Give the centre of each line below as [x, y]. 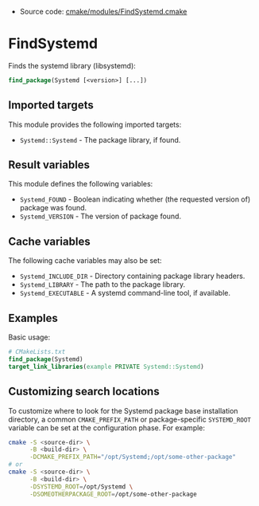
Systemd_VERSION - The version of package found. [100, 216]
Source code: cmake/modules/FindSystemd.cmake [103, 12]
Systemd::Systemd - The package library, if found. [100, 139]
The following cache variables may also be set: [85, 261]
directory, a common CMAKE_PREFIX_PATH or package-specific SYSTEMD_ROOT [130, 419]
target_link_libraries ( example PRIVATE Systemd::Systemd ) [106, 367]
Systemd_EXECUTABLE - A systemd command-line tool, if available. [125, 293]
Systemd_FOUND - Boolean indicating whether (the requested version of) [135, 199]
